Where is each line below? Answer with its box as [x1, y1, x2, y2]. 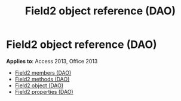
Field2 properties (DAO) [14, 88, 73, 95]
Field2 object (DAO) [14, 82, 64, 89]
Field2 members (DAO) [14, 69, 72, 76]
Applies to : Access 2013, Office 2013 [6, 57, 98, 65]
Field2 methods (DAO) [14, 75, 70, 82]
